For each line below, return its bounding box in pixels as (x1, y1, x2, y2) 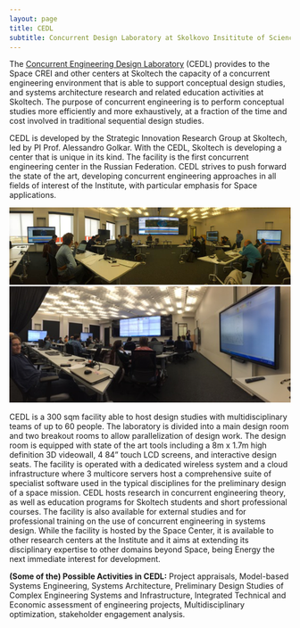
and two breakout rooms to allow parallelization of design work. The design (9, 430, 287, 441)
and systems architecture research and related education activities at (9, 87, 264, 98)
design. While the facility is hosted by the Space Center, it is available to (9, 525, 274, 535)
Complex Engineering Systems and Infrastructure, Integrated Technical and (9, 590, 287, 600)
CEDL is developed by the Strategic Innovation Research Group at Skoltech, (9, 133, 287, 144)
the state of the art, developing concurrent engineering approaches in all (9, 170, 277, 182)
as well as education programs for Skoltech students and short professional (9, 496, 287, 508)
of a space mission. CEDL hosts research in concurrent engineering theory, (9, 487, 287, 498)
